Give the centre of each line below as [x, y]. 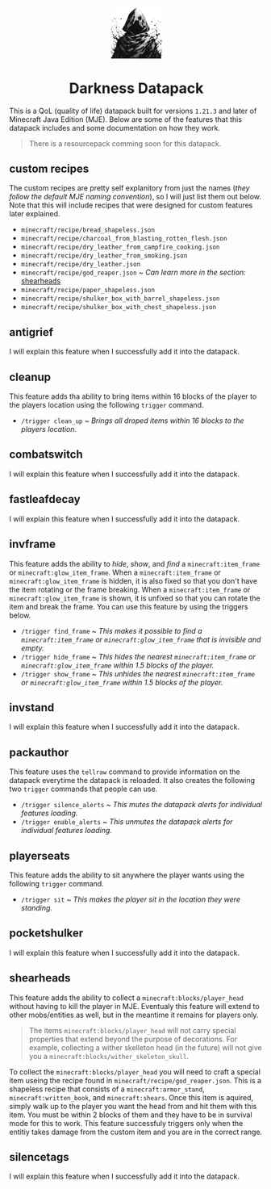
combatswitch [46, 455]
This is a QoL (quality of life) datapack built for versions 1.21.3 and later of [133, 111]
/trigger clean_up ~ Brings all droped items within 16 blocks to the [132, 421]
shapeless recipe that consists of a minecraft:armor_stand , [107, 1089]
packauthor [39, 752]
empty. [32, 648]
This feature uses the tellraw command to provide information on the [125, 772]
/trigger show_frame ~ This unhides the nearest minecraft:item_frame [138, 673]
